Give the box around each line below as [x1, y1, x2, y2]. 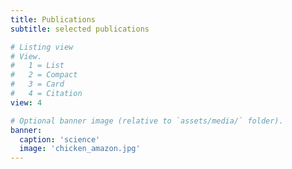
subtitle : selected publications [10, 24, 150, 34]
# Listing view [10, 42, 74, 52]
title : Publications [10, 14, 97, 25]
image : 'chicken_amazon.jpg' [19, 144, 141, 154]
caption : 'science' [19, 134, 101, 145]
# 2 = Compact [10, 70, 78, 80]
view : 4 [10, 97, 43, 108]
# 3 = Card [10, 79, 65, 90]
